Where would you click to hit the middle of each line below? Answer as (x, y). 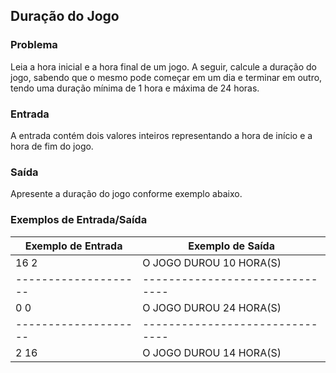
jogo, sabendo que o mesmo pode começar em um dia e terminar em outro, (166, 77)
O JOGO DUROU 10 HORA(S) (212, 262)
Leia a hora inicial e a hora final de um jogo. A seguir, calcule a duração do (163, 66)
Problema (34, 45)
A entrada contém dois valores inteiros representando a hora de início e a (161, 135)
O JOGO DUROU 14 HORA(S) (212, 352)
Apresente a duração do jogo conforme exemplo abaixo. (126, 194)
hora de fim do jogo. (52, 146)
